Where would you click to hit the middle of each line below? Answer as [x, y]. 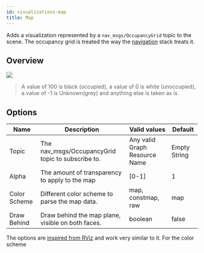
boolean [141, 219]
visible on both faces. [71, 223]
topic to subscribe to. [71, 159]
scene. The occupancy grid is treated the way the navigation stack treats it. [101, 41]
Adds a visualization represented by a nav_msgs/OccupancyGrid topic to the [99, 35]
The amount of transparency [81, 173]
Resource [143, 155]
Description [82, 130]
